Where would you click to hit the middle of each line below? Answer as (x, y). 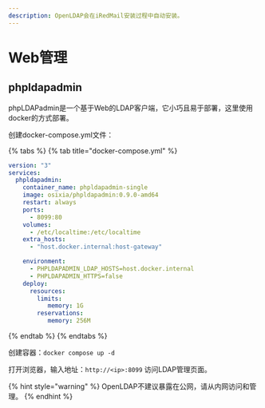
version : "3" (30, 165)
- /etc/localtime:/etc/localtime (85, 232)
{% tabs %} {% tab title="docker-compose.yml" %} (93, 151)
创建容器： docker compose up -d (62, 353)
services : (25, 172)
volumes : (37, 224)
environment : (44, 261)
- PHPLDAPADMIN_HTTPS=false (76, 276)
